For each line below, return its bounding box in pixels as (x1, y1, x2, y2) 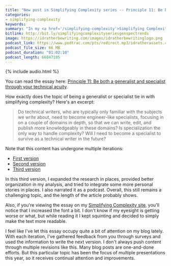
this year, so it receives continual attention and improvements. (5, 255, 135, 261)
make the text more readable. (5, 218, 67, 224)
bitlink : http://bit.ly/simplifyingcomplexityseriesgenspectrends (5, 31, 149, 36)
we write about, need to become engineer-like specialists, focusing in (17, 114, 164, 120)
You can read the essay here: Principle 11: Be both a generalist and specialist (5, 78, 166, 84)
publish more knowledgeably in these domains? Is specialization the (17, 125, 161, 131)
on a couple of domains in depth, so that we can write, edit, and (17, 120, 152, 126)
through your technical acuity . (5, 84, 68, 90)
